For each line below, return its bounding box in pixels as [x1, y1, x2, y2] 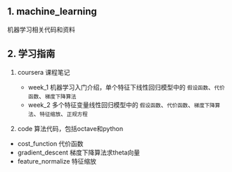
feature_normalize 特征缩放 [17, 156, 97, 165]
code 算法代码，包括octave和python [17, 124, 124, 133]
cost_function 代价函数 [17, 139, 84, 147]
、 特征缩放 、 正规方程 [33, 109, 88, 118]
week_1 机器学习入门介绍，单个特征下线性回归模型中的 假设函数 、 [27, 82, 214, 91]
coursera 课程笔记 [17, 68, 70, 76]
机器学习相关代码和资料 [7, 25, 75, 34]
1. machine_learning [7, 6, 97, 18]
